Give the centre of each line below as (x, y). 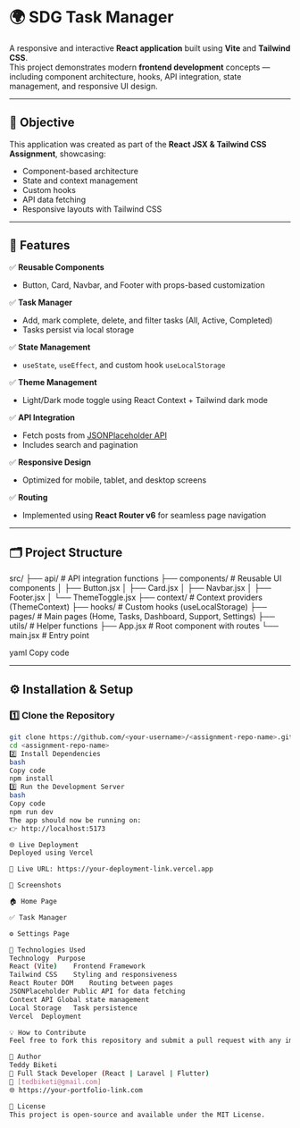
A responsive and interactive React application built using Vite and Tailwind (150, 48)
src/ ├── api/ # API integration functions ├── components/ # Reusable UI (146, 578)
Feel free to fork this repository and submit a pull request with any (145, 1041)
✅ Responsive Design (50, 462)
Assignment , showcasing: (58, 154)
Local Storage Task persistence (74, 1008)
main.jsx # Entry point (49, 636)
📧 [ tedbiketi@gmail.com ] (55, 1082)
